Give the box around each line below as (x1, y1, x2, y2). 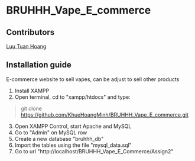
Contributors (6, 27, 55, 37)
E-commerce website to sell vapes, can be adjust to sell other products (6, 75, 180, 83)
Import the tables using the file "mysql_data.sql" (14, 141, 132, 149)
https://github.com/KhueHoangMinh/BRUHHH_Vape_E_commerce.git (20, 111, 189, 118)
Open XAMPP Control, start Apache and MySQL (14, 123, 132, 130)
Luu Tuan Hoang (6, 43, 47, 50)
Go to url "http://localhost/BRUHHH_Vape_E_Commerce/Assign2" (14, 147, 174, 154)
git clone (20, 105, 43, 112)
